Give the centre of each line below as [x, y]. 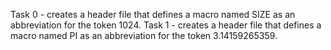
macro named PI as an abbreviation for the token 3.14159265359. [144, 35]
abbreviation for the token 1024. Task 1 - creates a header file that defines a [166, 25]
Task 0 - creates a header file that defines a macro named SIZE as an [153, 14]
